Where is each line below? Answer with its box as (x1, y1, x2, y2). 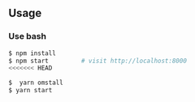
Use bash (8, 31, 47, 42)
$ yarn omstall (8, 79, 63, 87)
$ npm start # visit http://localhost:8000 (8, 57, 187, 65)
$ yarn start (8, 87, 53, 95)
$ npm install (8, 49, 57, 57)
